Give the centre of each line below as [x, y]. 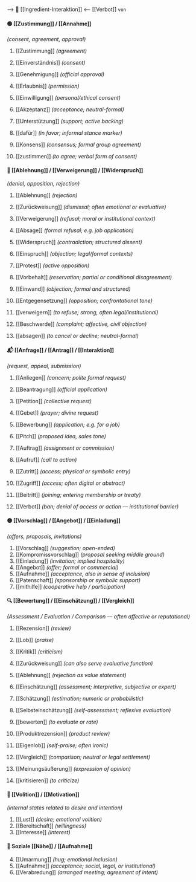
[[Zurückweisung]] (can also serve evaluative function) [84, 663]
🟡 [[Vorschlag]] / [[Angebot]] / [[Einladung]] [64, 520]
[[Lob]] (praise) [35, 640]
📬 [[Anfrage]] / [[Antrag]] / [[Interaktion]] [60, 350]
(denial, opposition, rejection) [43, 184]
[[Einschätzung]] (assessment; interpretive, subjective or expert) [96, 687]
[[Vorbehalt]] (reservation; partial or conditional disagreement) [94, 277]
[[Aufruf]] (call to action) [46, 459]
